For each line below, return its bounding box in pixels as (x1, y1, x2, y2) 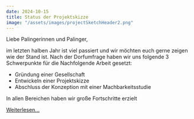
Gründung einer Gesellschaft (14, 71, 85, 78)
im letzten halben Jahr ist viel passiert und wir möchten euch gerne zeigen (6, 47, 188, 54)
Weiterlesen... (6, 107, 40, 114)
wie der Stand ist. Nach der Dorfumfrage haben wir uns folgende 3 (6, 54, 169, 61)
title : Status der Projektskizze (6, 14, 89, 20)
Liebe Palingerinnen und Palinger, (6, 36, 88, 43)
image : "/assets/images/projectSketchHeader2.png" (6, 19, 134, 25)
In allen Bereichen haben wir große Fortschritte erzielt (6, 95, 137, 102)
